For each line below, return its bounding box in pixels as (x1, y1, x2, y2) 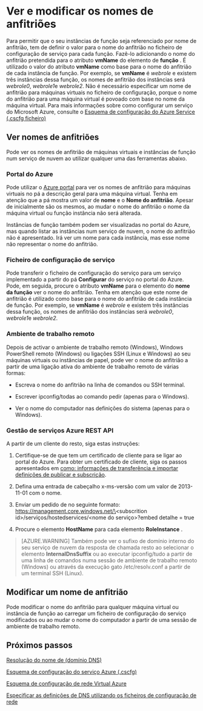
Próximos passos (6, 640, 73, 650)
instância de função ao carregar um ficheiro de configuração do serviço (6, 610, 187, 617)
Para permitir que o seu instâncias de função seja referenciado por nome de (6, 37, 197, 44)
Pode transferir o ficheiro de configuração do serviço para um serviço (6, 269, 181, 277)
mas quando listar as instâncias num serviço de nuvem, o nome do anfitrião (6, 227, 196, 235)
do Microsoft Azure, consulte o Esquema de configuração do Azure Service (6, 108, 195, 115)
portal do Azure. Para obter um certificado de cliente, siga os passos (15, 458, 187, 465)
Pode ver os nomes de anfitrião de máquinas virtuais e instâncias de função (6, 148, 196, 155)
